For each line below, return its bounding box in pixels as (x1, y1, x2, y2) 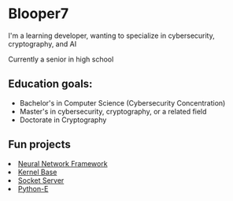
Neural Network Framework (18, 158, 108, 168)
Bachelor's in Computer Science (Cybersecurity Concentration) (19, 98, 226, 107)
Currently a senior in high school (8, 54, 114, 64)
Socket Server (18, 175, 65, 185)
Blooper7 (8, 5, 69, 23)
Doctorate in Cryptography (19, 115, 107, 125)
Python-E (18, 184, 49, 193)
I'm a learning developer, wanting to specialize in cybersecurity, (8, 31, 215, 40)
